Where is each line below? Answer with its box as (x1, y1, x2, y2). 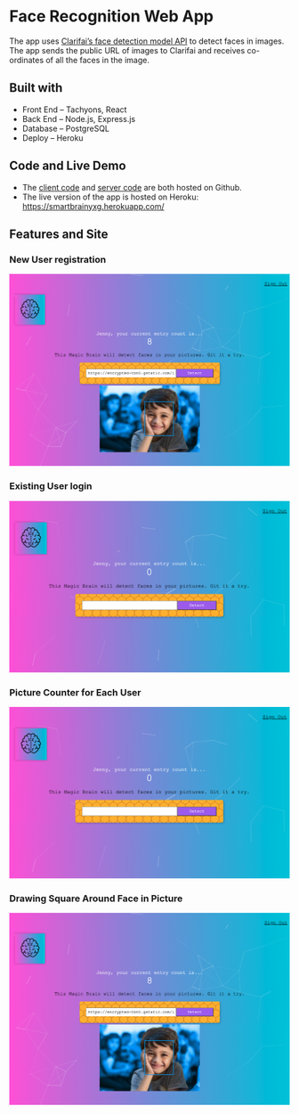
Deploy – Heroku (21, 132, 84, 143)
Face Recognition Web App (9, 6, 214, 27)
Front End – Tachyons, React (21, 104, 127, 115)
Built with (9, 80, 63, 95)
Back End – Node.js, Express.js (21, 113, 136, 124)
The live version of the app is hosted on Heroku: (21, 191, 199, 202)
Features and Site (9, 226, 109, 241)
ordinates (9, 54, 44, 65)
